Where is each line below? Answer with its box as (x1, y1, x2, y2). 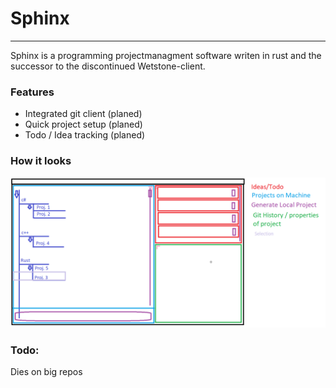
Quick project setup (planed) (24, 118, 143, 131)
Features (10, 85, 55, 99)
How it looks (10, 154, 72, 168)
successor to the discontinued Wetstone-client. (10, 60, 206, 72)
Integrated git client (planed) (24, 108, 143, 120)
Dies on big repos (10, 366, 83, 378)
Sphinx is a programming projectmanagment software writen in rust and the (10, 49, 322, 61)
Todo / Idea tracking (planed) (24, 129, 146, 141)
